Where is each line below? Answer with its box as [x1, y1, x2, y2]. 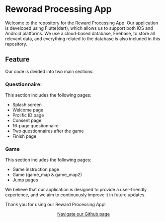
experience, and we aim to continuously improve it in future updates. [5, 192, 146, 198]
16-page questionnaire [12, 123, 59, 129]
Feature [5, 55, 30, 64]
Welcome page [12, 107, 44, 113]
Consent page [12, 117, 42, 123]
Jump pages [12, 177, 38, 183]
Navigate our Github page [57, 211, 110, 217]
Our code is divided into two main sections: [5, 68, 94, 74]
